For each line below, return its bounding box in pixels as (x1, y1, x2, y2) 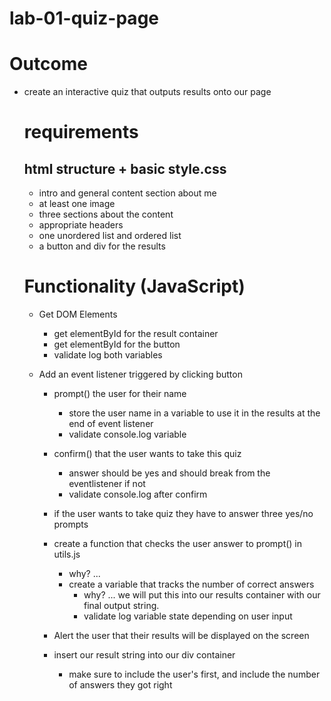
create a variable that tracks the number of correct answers (68, 578, 315, 591)
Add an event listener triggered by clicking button (38, 368, 243, 381)
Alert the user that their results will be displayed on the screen (53, 630, 310, 642)
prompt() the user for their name (53, 388, 187, 400)
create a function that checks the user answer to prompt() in (53, 538, 303, 550)
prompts (53, 518, 89, 531)
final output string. (83, 600, 160, 612)
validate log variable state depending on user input (83, 610, 293, 622)
